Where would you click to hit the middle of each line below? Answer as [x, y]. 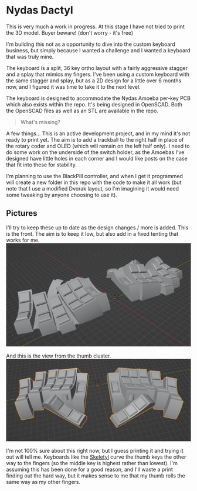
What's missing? [40, 122]
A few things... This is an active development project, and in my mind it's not [98, 133]
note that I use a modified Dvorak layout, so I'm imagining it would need [92, 188]
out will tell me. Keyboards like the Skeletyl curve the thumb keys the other [96, 457]
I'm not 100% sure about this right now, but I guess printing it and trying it [95, 450]
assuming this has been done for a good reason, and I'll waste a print [89, 469]
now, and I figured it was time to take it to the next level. [73, 86]
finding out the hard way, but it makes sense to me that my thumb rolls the [96, 475]
